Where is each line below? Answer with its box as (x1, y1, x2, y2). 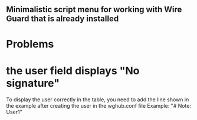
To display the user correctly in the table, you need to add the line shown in (6, 96, 189, 103)
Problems (6, 37, 54, 50)
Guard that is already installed (6, 14, 119, 24)
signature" (6, 76, 60, 90)
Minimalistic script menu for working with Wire (6, 5, 182, 15)
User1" (6, 108, 22, 115)
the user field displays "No (6, 64, 140, 77)
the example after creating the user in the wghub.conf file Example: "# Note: (6, 102, 192, 109)
